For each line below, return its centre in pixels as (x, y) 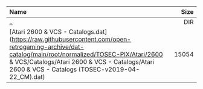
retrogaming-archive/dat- (47, 47)
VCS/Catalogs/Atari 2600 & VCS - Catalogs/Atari (85, 62)
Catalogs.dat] (88, 32)
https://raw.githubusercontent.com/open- (71, 39)
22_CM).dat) (27, 77)
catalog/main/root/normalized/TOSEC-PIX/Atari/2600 (86, 54)
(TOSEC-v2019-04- (109, 69)
